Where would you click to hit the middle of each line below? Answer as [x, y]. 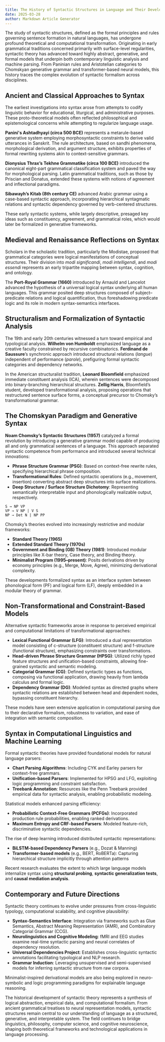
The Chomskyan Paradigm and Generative [71, 416]
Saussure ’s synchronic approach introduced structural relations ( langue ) [79, 354]
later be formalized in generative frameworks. [51, 224]
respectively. [25, 497]
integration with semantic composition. [44, 718]
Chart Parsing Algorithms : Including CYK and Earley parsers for [77, 768]
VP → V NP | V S [22, 511]
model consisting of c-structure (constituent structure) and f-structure [83, 646]
